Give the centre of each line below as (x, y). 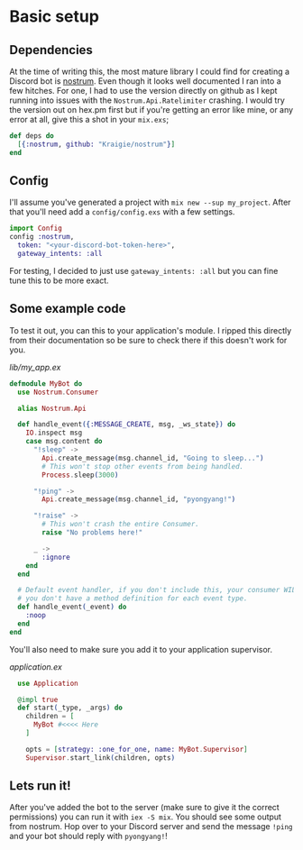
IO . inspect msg (54, 433)
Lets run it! (40, 786)
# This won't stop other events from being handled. (143, 466)
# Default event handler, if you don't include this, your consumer (149, 590)
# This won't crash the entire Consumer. (121, 525)
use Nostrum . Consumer (58, 392)
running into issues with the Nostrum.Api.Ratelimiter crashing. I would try (147, 100)
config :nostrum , (42, 237)
